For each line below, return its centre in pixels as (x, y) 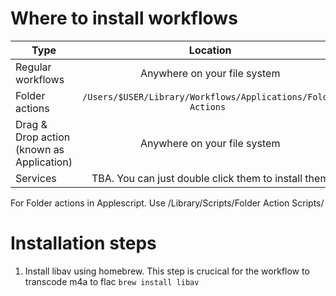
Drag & (31, 124)
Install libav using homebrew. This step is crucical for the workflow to (167, 271)
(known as (40, 149)
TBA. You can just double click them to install (197, 178)
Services (36, 178)
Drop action (43, 137)
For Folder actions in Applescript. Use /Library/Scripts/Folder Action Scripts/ (167, 203)
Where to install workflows (124, 18)
